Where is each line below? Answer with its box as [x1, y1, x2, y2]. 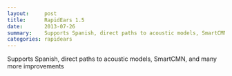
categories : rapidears [7, 36, 72, 43]
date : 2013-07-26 [7, 23, 76, 30]
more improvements [7, 62, 64, 70]
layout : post [7, 10, 57, 17]
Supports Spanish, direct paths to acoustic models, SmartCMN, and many [7, 55, 217, 63]
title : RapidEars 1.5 [7, 17, 85, 23]
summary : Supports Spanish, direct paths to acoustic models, [7, 29, 199, 37]
